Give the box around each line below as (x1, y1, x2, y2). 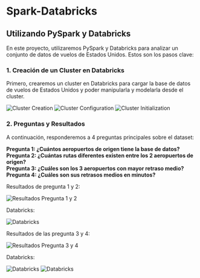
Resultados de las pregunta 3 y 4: (6, 229, 91, 237)
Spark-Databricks (6, 4, 98, 18)
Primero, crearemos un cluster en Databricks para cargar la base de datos (6, 80, 191, 87)
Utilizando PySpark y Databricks (6, 29, 131, 39)
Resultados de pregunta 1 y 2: (6, 183, 80, 190)
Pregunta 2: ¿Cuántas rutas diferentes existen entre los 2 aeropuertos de (6, 152, 193, 159)
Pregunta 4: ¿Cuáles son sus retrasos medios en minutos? (6, 171, 156, 178)
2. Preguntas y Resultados (6, 120, 86, 128)
